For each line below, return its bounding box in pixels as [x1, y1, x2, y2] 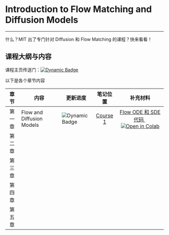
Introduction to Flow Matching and [5, 4, 152, 15]
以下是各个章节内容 [5, 77, 45, 84]
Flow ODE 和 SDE [120, 108, 161, 115]
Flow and [21, 109, 43, 116]
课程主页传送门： [5, 66, 41, 72]
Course [96, 112, 114, 119]
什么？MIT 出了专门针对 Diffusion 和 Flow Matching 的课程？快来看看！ [5, 36, 152, 42]
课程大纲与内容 [5, 52, 52, 61]
